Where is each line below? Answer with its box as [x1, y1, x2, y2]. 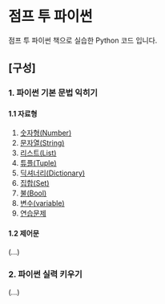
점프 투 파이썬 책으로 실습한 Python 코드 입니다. [8, 35, 158, 45]
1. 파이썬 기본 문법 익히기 [8, 88, 99, 99]
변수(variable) [19, 199, 66, 208]
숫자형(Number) [19, 128, 72, 138]
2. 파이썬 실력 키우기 [8, 269, 82, 280]
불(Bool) [19, 188, 47, 198]
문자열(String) [19, 138, 65, 148]
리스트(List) [19, 148, 57, 158]
